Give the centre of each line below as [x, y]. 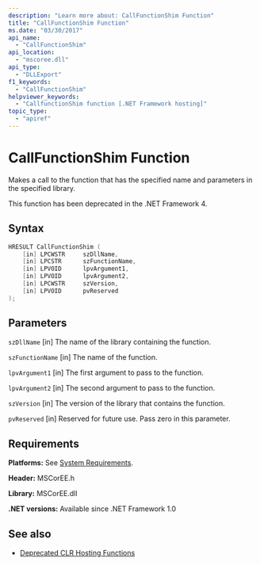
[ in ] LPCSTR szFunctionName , [79, 262]
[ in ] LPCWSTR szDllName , [71, 254]
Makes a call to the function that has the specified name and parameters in [130, 180]
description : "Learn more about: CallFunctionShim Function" [111, 15]
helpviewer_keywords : [44, 97]
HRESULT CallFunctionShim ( [55, 246]
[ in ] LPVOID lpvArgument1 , [76, 269]
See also [30, 534]
